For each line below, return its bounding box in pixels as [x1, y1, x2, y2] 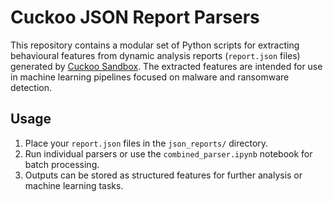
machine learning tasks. [24, 179, 124, 191]
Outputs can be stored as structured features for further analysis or [24, 169, 303, 181]
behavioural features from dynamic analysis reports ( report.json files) [10, 49, 301, 61]
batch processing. [24, 158, 100, 170]
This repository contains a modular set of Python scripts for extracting [10, 39, 300, 51]
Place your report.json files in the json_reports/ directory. [24, 137, 269, 149]
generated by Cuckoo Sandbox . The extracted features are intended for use [10, 60, 323, 72]
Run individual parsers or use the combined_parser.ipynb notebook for [24, 147, 313, 160]
